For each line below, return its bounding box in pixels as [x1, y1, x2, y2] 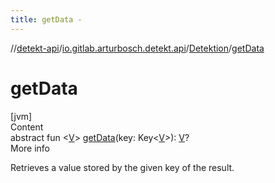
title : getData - [10, 14, 83, 25]
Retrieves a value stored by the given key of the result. [10, 161, 235, 173]
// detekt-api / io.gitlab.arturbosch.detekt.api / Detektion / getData [10, 42, 265, 54]
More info [10, 142, 51, 154]
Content [10, 121, 44, 133]
